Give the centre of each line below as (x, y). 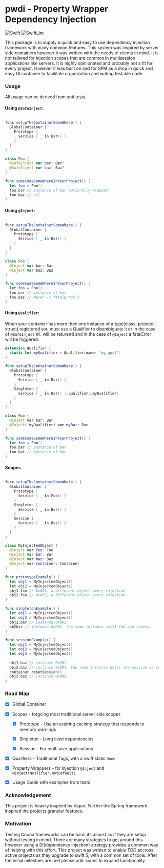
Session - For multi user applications (56, 748)
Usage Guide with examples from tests (51, 782)
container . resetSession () (36, 672)
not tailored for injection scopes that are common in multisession (70, 58)
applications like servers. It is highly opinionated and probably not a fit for (79, 63)
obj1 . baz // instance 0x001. (39, 663)
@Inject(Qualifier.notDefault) (44, 773)
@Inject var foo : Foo (31, 550)
